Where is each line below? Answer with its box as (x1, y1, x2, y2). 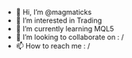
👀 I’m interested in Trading (15, 16, 103, 25)
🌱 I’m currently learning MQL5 (15, 24, 115, 33)
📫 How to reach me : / (15, 42, 91, 50)
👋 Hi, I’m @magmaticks (15, 8, 92, 16)
